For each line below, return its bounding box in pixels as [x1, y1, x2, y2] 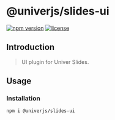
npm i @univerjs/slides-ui [6, 108, 75, 114]
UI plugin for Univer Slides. [21, 58, 89, 65]
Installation [6, 94, 41, 103]
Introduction [6, 42, 55, 52]
